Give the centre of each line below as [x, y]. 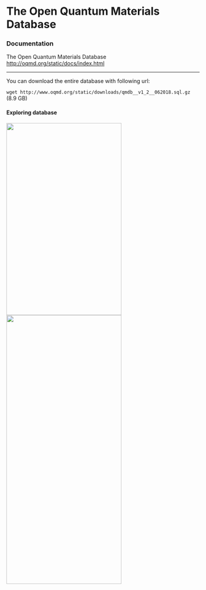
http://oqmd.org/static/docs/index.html [55, 63]
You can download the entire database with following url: [78, 81]
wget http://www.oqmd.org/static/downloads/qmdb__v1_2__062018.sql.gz [98, 92]
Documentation [30, 44]
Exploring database [32, 112]
